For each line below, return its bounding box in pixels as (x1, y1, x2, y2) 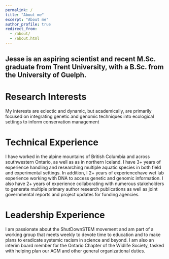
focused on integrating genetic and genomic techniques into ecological (5, 113, 154, 120)
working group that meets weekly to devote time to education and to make (5, 231, 161, 238)
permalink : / (5, 7, 33, 13)
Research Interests (5, 91, 87, 102)
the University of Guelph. (5, 71, 87, 80)
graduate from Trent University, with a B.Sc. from (5, 63, 164, 71)
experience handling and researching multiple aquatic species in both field (5, 164, 161, 171)
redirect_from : (5, 27, 38, 32)
